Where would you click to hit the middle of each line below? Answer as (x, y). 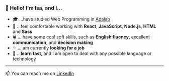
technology (24, 59)
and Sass (22, 31)
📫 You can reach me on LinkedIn (40, 73)
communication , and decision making (53, 42)
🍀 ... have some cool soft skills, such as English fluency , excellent (81, 37)
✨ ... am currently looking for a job (48, 48)
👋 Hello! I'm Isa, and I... (34, 8)
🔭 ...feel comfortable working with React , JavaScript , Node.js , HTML (84, 26)
